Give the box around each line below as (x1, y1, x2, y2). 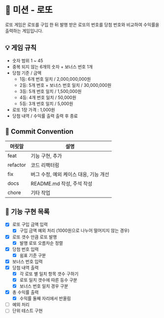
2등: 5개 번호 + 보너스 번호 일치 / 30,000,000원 (19, 82, 111, 88)
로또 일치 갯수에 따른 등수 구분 (19, 277, 78, 283)
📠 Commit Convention (5, 127, 74, 136)
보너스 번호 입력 (12, 259, 43, 264)
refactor (7, 161, 26, 168)
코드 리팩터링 (30, 162, 60, 169)
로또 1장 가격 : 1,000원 (12, 107, 55, 113)
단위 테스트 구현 (12, 308, 43, 314)
